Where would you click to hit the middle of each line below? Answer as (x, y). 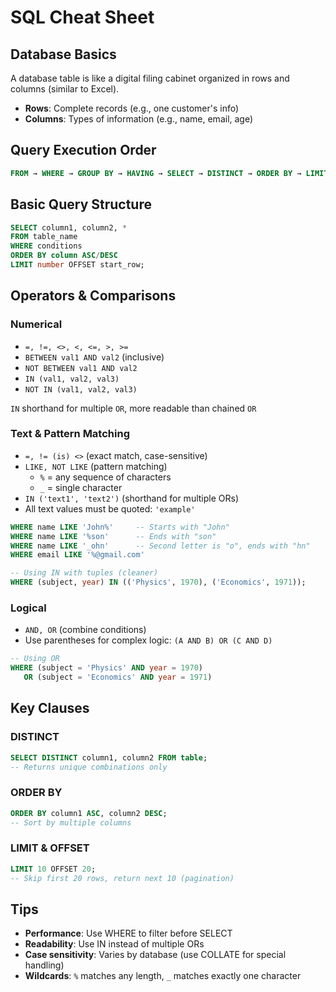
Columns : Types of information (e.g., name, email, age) (139, 119)
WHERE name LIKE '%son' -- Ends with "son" (113, 536)
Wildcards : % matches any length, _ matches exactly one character (163, 976)
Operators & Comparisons (93, 296)
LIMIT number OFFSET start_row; (77, 265)
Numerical (36, 324)
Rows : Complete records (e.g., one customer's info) (132, 108)
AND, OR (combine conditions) (85, 630)
